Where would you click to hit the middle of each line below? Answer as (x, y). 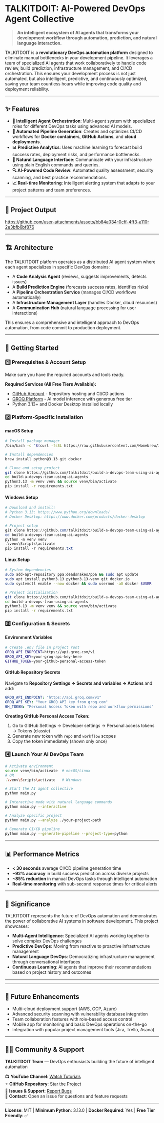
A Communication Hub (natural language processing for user (74, 308)
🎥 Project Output (31, 210)
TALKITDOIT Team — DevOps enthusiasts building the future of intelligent (80, 1061)
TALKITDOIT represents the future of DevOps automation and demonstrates (81, 916)
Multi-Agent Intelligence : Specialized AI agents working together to (81, 936)
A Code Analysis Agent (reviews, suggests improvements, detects (79, 277)
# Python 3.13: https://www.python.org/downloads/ (58, 512)
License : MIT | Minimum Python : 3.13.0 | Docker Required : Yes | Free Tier (80, 1110)
